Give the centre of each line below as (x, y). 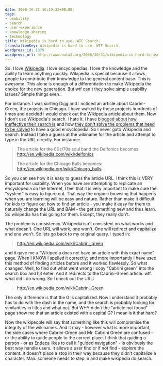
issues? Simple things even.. (33, 94)
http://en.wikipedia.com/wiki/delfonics (55, 154)
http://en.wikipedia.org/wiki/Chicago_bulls (59, 169)
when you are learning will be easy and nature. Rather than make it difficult (80, 199)
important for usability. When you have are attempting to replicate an (74, 183)
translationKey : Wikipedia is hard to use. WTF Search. (63, 46)
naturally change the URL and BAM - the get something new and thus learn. (81, 209)
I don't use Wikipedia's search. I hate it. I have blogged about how (71, 119)
